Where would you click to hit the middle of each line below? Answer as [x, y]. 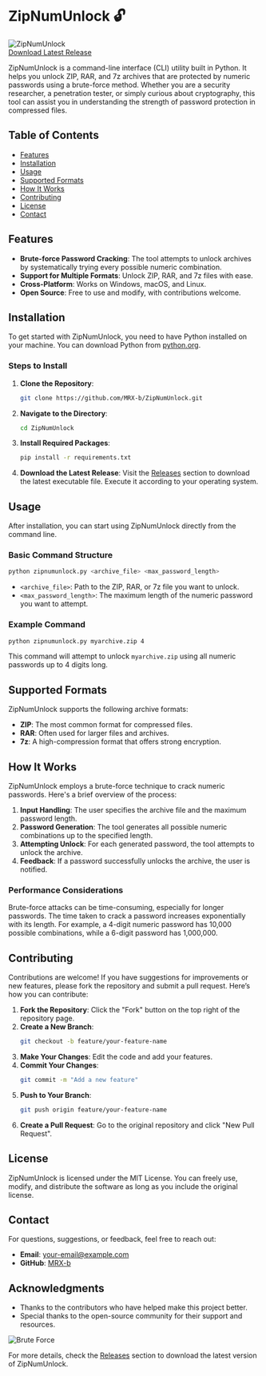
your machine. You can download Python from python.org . [105, 345]
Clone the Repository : [57, 383]
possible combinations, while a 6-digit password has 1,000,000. [113, 933]
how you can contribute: [48, 994]
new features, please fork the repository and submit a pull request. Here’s [129, 986]
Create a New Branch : [57, 1027]
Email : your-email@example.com [74, 1255]
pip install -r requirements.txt [75, 458]
